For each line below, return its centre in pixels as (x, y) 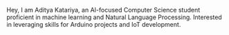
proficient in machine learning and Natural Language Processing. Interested (114, 17)
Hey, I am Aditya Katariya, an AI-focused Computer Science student (103, 10)
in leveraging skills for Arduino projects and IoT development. (94, 24)
